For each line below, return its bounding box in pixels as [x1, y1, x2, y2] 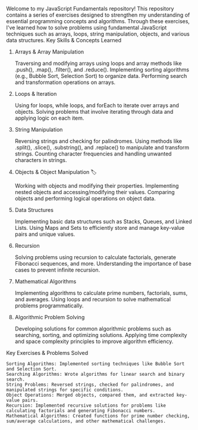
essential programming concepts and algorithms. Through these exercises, [6, 18, 190, 24]
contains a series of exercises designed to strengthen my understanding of [6, 11, 190, 18]
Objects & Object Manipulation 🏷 [14, 169, 97, 175]
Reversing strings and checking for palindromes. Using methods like [14, 138, 183, 145]
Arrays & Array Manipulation [14, 48, 84, 55]
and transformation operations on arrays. [14, 79, 116, 86]
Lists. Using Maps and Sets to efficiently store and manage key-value [14, 225, 185, 231]
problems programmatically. [14, 302, 84, 309]
